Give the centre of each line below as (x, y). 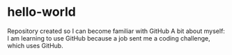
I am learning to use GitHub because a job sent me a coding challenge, (109, 38)
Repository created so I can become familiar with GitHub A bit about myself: (116, 31)
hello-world (42, 12)
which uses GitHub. (36, 45)
